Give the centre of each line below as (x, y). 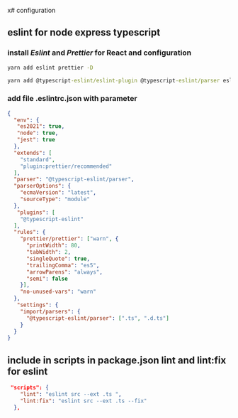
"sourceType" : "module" (55, 199)
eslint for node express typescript (84, 32)
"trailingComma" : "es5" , (63, 265)
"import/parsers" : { (50, 311)
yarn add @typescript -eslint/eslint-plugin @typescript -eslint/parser (114, 80)
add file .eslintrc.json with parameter (72, 99)
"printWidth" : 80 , (53, 246)
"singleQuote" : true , (58, 259)
